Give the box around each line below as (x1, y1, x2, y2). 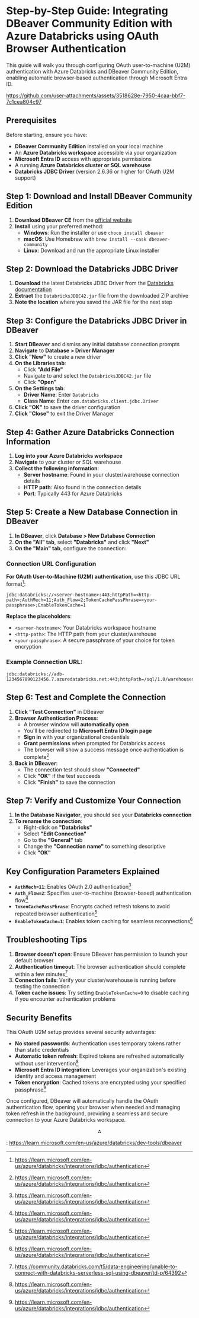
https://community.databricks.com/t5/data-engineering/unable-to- (14, 1263, 178, 1270)
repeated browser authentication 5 (14, 909, 98, 917)
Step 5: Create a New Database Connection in (6, 507, 178, 517)
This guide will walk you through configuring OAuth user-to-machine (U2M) (6, 61, 191, 69)
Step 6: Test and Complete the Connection (6, 692, 166, 703)
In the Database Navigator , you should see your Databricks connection (14, 811, 192, 819)
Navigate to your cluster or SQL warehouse (14, 458, 121, 465)
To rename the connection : (14, 818, 83, 825)
